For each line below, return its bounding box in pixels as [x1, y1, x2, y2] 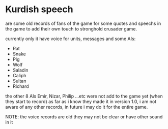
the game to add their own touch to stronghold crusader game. [5, 25, 137, 31]
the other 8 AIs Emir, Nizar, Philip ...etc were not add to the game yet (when [5, 93, 163, 99]
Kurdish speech [5, 4, 73, 15]
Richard [12, 83, 29, 89]
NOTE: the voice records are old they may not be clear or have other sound [5, 113, 163, 120]
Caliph [12, 72, 26, 78]
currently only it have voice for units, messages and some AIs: [5, 36, 136, 42]
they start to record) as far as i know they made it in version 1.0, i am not [5, 98, 157, 105]
